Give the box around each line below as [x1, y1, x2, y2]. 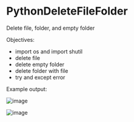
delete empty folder [15, 61, 65, 68]
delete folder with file [15, 67, 69, 74]
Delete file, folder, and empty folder [6, 24, 95, 32]
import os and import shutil [15, 47, 83, 55]
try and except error [15, 73, 65, 81]
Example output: [6, 85, 47, 92]
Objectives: [6, 36, 35, 43]
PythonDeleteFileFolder [6, 4, 129, 18]
